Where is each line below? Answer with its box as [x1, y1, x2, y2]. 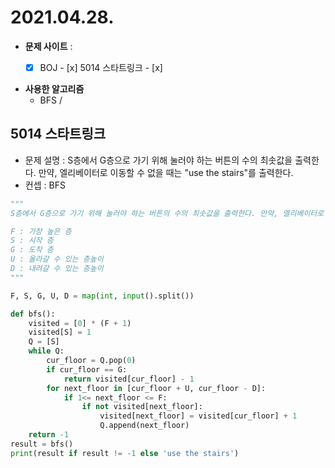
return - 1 [28, 430, 70, 440]
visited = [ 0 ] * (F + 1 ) [28, 318, 132, 328]
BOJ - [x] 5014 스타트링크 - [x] [39, 61, 163, 73]
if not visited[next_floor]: [81, 402, 203, 412]
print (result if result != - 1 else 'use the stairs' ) [10, 448, 240, 458]
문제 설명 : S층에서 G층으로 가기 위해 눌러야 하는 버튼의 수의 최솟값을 [24, 154, 293, 166]
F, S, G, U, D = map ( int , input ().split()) [10, 291, 195, 301]
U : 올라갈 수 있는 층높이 [10, 254, 104, 265]
